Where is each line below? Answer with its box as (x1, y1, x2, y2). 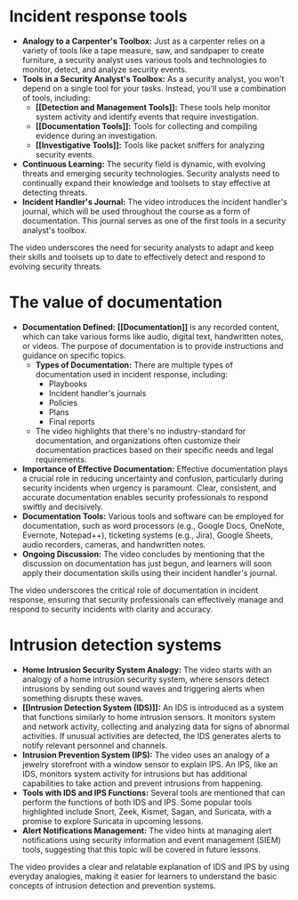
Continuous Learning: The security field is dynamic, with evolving (21, 158, 266, 169)
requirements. (35, 454, 87, 465)
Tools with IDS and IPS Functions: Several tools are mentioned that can (21, 787, 286, 798)
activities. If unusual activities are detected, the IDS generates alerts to (21, 730, 282, 741)
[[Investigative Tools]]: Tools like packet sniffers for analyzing (35, 140, 265, 150)
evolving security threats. (9, 261, 102, 272)
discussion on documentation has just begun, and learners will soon (21, 558, 272, 569)
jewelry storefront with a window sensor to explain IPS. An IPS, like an (21, 758, 278, 769)
